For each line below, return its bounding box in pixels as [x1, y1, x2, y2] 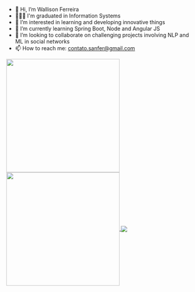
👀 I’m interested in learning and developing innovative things [14, 19, 165, 25]
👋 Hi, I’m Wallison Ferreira [14, 6, 80, 13]
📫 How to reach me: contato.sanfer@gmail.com [14, 45, 135, 51]
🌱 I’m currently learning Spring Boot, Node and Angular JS [14, 25, 160, 32]
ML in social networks [14, 38, 70, 45]
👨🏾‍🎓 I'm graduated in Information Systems [14, 12, 121, 19]
